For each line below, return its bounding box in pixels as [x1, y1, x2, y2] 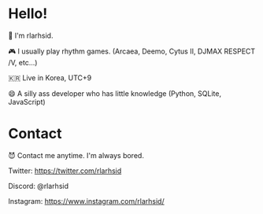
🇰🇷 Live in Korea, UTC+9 [8, 72, 92, 83]
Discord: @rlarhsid [8, 181, 69, 190]
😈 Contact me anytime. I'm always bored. [8, 150, 144, 160]
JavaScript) [8, 97, 46, 106]
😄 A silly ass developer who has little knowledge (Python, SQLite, [8, 88, 222, 98]
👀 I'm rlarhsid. [8, 31, 54, 40]
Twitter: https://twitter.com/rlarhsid [8, 166, 122, 175]
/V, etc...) [8, 57, 38, 67]
